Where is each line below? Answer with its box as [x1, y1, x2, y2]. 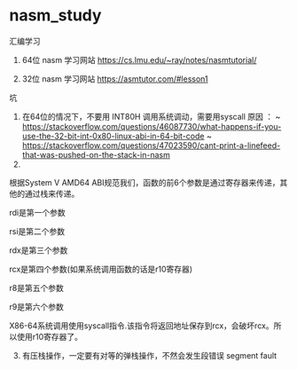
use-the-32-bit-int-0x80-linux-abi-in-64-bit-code [21, 130, 205, 141]
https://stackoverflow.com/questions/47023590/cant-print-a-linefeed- [21, 139, 281, 151]
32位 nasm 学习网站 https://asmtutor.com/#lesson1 [21, 73, 208, 84]
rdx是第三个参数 [9, 245, 68, 256]
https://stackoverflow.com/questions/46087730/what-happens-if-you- [21, 121, 282, 131]
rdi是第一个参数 [9, 207, 66, 217]
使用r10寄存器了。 [16, 331, 82, 342]
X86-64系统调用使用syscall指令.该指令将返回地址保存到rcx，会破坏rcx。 [9, 320, 274, 331]
